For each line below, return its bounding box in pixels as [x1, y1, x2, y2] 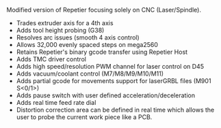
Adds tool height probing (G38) [16, 27, 105, 34]
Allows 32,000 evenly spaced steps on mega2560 [16, 41, 158, 48]
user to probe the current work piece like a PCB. [16, 113, 153, 121]
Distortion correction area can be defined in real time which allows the [16, 106, 215, 114]
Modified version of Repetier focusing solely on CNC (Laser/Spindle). [6, 6, 201, 14]
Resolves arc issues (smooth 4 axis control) [16, 33, 140, 42]
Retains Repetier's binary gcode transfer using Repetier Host [16, 48, 188, 56]
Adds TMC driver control [16, 55, 87, 63]
